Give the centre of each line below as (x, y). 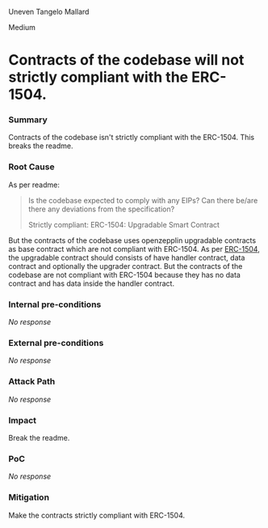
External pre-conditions (56, 343)
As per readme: (34, 185)
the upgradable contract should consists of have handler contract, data (127, 258)
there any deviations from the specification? (101, 209)
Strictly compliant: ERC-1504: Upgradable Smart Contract (124, 224)
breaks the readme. (41, 146)
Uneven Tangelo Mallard (49, 12)
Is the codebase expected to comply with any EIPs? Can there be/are (143, 200)
